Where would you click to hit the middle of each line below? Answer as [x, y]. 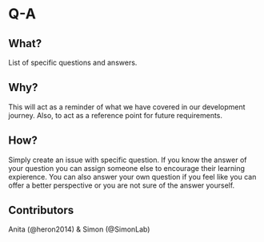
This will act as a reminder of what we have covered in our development [127, 107]
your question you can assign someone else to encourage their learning [127, 168]
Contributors [41, 210]
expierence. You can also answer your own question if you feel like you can [132, 177]
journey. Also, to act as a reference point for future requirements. [115, 115]
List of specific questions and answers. [73, 62]
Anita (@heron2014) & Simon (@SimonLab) [79, 229]
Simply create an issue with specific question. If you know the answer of [128, 160]
